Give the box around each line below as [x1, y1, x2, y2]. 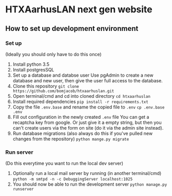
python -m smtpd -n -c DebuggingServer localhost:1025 [12, 176, 133, 182]
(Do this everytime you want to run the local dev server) [5, 161, 124, 167]
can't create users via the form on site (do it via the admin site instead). [12, 124, 164, 131]
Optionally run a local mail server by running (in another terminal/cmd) [12, 170, 162, 176]
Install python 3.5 [12, 61, 50, 67]
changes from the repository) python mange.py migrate [12, 135, 129, 142]
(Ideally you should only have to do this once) [5, 51, 102, 57]
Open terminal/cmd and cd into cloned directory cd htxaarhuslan [12, 93, 150, 99]
